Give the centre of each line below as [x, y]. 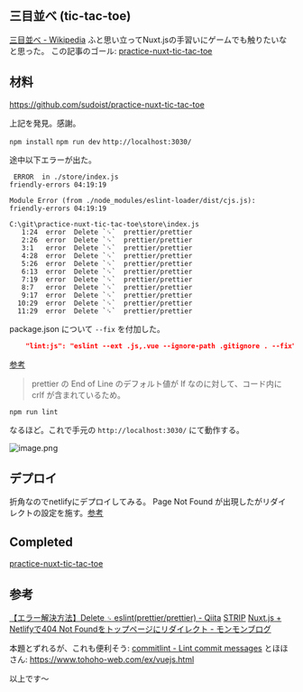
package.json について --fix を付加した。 [87, 328]
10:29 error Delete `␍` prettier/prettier [105, 303]
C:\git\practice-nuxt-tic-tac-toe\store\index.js [105, 224]
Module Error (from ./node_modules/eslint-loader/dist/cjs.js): [133, 200]
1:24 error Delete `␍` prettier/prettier [107, 232]
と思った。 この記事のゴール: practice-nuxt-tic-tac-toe [111, 51]
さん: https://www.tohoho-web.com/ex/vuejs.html [102, 659]
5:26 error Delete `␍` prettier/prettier [107, 263]
